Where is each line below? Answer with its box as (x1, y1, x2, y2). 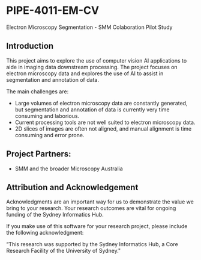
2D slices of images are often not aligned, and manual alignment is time (14, 125, 192, 132)
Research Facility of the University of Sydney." (6, 247, 121, 255)
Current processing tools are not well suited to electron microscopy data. (14, 119, 196, 126)
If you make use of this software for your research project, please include (6, 223, 188, 230)
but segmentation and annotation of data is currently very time (14, 106, 170, 113)
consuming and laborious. (14, 112, 80, 119)
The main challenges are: (6, 88, 69, 95)
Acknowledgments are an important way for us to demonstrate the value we (6, 198, 194, 205)
